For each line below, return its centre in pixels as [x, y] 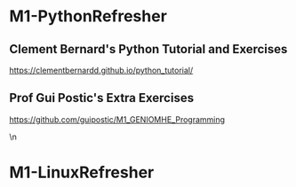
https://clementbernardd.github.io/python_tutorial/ [101, 70]
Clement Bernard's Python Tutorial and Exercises [148, 49]
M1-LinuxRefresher [82, 172]
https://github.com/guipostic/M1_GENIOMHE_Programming [117, 119]
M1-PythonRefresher [88, 16]
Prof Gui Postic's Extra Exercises [101, 98]
